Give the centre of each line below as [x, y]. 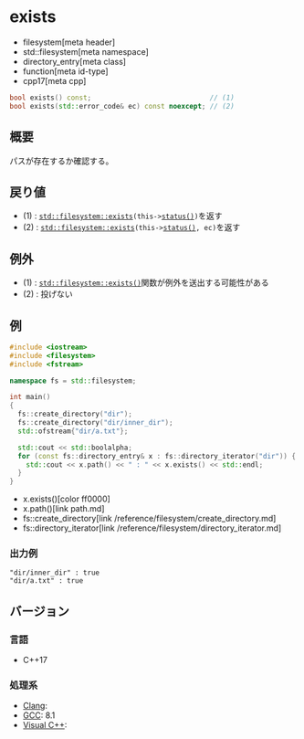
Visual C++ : [45, 725]
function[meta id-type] [65, 71]
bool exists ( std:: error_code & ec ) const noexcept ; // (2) [122, 106]
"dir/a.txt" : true [47, 581]
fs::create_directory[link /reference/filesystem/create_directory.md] [149, 519]
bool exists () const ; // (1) [122, 98]
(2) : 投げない [47, 294]
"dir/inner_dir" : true [55, 573]
